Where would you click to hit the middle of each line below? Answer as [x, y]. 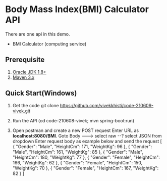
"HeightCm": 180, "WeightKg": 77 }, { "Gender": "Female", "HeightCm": [86, 157]
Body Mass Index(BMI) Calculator [77, 9]
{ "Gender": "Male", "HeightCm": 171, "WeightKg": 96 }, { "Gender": [82, 146]
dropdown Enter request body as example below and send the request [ [87, 141]
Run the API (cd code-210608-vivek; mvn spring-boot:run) [73, 120]
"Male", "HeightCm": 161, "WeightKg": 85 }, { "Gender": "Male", [78, 152]
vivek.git [21, 111]
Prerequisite [25, 60]
